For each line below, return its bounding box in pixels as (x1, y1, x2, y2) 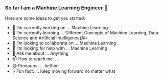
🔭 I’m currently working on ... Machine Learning (12, 25, 108, 31)
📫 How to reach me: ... (12, 56, 59, 62)
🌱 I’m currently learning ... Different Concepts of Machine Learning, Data (12, 30, 158, 36)
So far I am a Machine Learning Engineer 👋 (5, 4, 108, 11)
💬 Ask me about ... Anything (12, 50, 69, 56)
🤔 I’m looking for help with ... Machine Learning (12, 46, 108, 51)
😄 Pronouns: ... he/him (12, 63, 59, 69)
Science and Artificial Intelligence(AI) (12, 35, 87, 41)
